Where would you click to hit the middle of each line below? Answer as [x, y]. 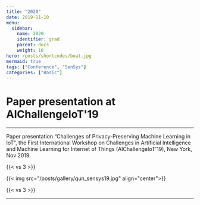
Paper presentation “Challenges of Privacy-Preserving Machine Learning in [99, 137]
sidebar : [22, 28]
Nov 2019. [18, 156]
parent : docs [33, 45]
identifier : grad [38, 39]
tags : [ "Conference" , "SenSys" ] [46, 67]
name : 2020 [30, 34]
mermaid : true [24, 61]
